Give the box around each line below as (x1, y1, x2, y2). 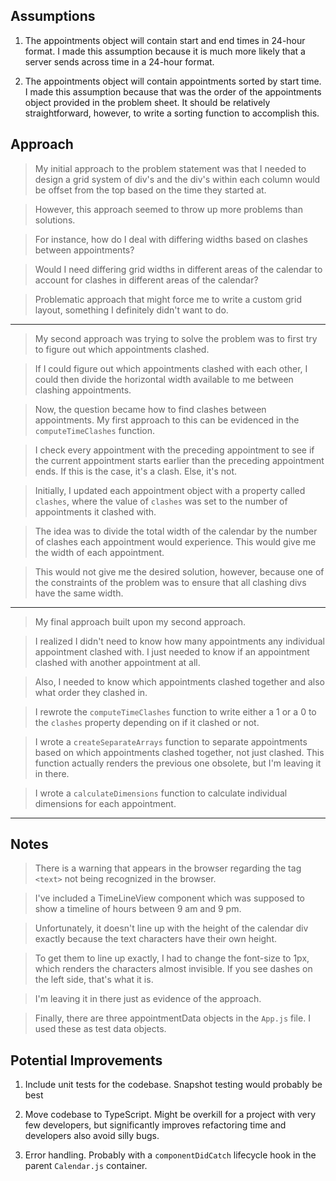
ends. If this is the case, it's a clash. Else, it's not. (34, 465, 238, 477)
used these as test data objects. (34, 1023, 167, 1035)
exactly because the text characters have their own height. (34, 933, 278, 945)
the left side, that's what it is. (34, 974, 154, 986)
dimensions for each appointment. (34, 797, 177, 809)
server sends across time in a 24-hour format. (24, 55, 215, 68)
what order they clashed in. (34, 686, 148, 698)
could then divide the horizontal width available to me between (34, 373, 294, 385)
